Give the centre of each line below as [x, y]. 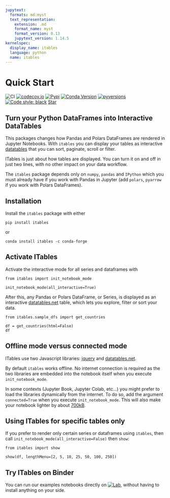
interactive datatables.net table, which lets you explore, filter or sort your [81, 302]
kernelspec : [18, 43]
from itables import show [32, 448]
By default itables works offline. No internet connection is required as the [83, 368]
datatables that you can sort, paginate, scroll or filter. [60, 149]
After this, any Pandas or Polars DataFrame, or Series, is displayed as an [81, 297]
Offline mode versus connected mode [66, 346]
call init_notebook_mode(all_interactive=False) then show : [67, 439]
